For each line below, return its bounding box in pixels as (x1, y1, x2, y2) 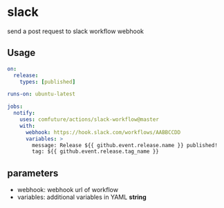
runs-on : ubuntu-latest (7, 91, 76, 97)
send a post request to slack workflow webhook (7, 27, 144, 35)
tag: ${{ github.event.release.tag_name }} (32, 148, 159, 155)
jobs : (7, 103, 23, 111)
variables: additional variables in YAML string (17, 193, 147, 201)
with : (19, 122, 36, 129)
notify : (13, 110, 36, 117)
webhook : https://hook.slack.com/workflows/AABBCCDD (25, 129, 181, 135)
